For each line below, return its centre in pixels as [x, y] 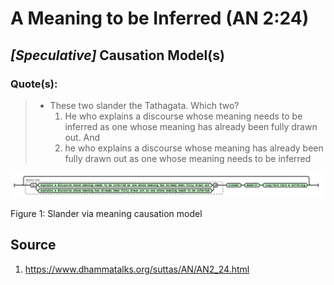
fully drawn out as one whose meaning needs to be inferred [188, 158]
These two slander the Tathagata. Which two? [144, 105]
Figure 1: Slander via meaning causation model [106, 213]
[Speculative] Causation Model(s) [117, 55]
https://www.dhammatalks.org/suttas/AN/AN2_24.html [137, 269]
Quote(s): [34, 84]
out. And [82, 137]
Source [33, 245]
